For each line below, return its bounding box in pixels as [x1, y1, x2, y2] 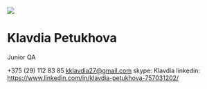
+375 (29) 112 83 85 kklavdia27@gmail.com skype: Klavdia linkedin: [7, 66, 201, 75]
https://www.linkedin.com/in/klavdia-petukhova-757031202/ [7, 73, 179, 82]
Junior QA [7, 52, 36, 61]
